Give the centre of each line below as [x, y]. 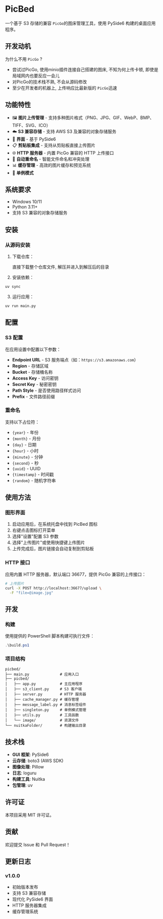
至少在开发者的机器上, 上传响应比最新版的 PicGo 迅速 [65, 88]
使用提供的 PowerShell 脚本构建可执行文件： [50, 636]
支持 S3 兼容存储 [29, 893]
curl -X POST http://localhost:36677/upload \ [53, 588]
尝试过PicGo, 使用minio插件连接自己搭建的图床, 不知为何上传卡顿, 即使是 [85, 69]
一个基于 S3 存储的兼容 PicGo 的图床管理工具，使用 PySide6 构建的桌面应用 [80, 23]
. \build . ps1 [17, 645]
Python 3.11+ [25, 207]
